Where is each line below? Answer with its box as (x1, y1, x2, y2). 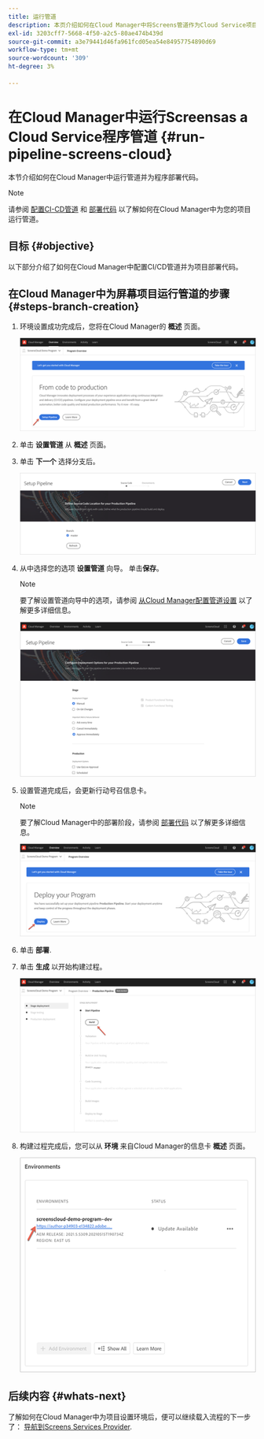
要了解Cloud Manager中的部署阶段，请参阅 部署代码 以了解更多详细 (19, 817, 240, 827)
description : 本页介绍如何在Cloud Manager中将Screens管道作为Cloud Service (8, 20, 246, 29)
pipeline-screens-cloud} (8, 145, 173, 163)
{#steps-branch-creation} (8, 299, 140, 313)
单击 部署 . (19, 946, 52, 954)
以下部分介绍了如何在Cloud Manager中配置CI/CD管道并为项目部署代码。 (8, 262, 243, 271)
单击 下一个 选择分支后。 (19, 456, 100, 466)
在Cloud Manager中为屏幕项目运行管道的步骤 (8, 287, 230, 300)
